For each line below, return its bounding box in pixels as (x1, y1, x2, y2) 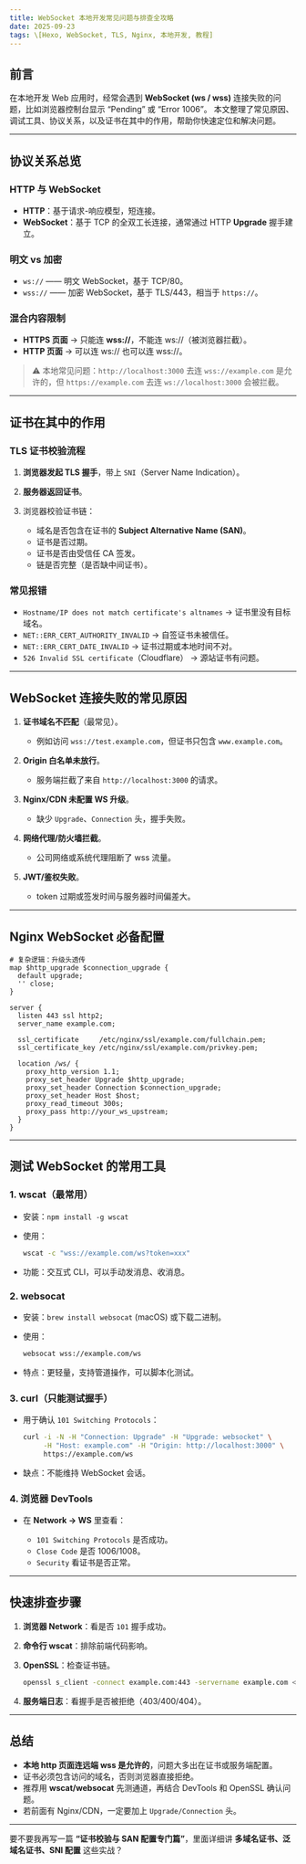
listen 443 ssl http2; (17, 1011, 104, 1021)
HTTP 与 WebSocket (9, 183, 102, 195)
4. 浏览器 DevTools (9, 1492, 94, 1505)
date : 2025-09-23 (9, 22, 76, 31)
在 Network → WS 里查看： (22, 1515, 127, 1526)
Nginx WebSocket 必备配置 (9, 929, 165, 944)
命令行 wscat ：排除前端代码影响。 (22, 1640, 153, 1651)
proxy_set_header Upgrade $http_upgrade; (25, 1075, 185, 1085)
